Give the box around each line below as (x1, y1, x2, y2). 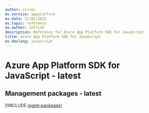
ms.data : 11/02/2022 (5, 16, 47, 21)
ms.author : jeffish (5, 25, 45, 30)
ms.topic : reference (5, 20, 47, 26)
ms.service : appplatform (5, 12, 55, 17)
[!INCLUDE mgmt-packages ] (5, 102, 62, 108)
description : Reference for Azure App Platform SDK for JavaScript (5, 30, 145, 35)
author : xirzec (5, 7, 36, 12)
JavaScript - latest (5, 70, 81, 81)
